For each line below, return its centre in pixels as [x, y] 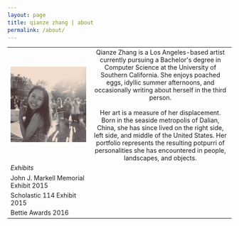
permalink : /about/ [36, 30]
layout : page [27, 15]
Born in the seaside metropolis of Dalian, [160, 120]
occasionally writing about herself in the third [160, 90]
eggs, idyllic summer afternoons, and [160, 82]
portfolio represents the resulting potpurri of [160, 143]
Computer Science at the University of [160, 68]
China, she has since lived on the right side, [160, 128]
